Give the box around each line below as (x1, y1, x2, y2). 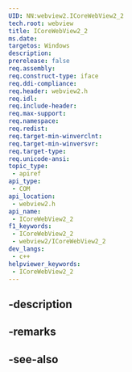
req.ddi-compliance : (8, 79, 78, 87)
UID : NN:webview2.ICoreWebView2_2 (8, 11, 125, 20)
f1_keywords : (8, 222, 52, 230)
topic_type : (8, 163, 48, 171)
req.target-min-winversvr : (8, 139, 99, 148)
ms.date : (8, 34, 38, 43)
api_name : (8, 207, 42, 215)
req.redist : (8, 125, 48, 133)
